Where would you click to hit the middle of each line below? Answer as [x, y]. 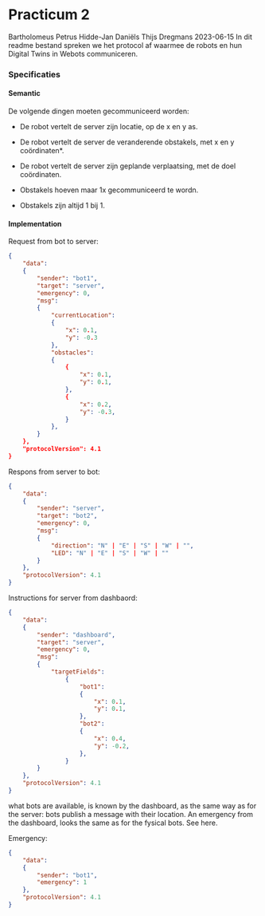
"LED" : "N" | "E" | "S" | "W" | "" [110, 553]
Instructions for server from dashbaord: [73, 598]
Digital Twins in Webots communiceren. [73, 53]
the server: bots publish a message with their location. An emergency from [131, 814]
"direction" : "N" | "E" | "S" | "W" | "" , [122, 545]
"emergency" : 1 [62, 882]
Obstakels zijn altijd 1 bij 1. [62, 206]
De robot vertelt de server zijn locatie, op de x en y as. [109, 127]
